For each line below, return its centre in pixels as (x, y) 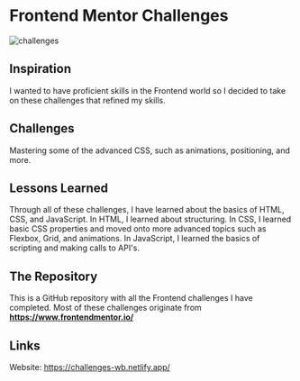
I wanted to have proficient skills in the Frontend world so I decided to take (148, 90)
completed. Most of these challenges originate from (106, 308)
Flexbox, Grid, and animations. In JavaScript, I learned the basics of (135, 239)
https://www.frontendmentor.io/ (72, 317)
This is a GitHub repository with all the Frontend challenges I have (132, 298)
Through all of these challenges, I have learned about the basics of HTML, (147, 210)
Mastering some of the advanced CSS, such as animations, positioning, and (150, 150)
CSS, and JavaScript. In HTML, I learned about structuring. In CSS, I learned (150, 219)
